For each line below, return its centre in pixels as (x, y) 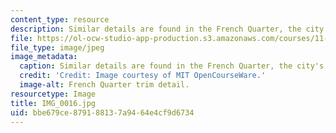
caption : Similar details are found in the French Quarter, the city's (172, 66)
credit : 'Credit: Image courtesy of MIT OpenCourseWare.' (143, 76)
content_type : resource (60, 19)
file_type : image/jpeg (57, 47)
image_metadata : (44, 57)
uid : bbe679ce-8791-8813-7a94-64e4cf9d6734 (102, 112)
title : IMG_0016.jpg (53, 103)
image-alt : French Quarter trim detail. (104, 85)
